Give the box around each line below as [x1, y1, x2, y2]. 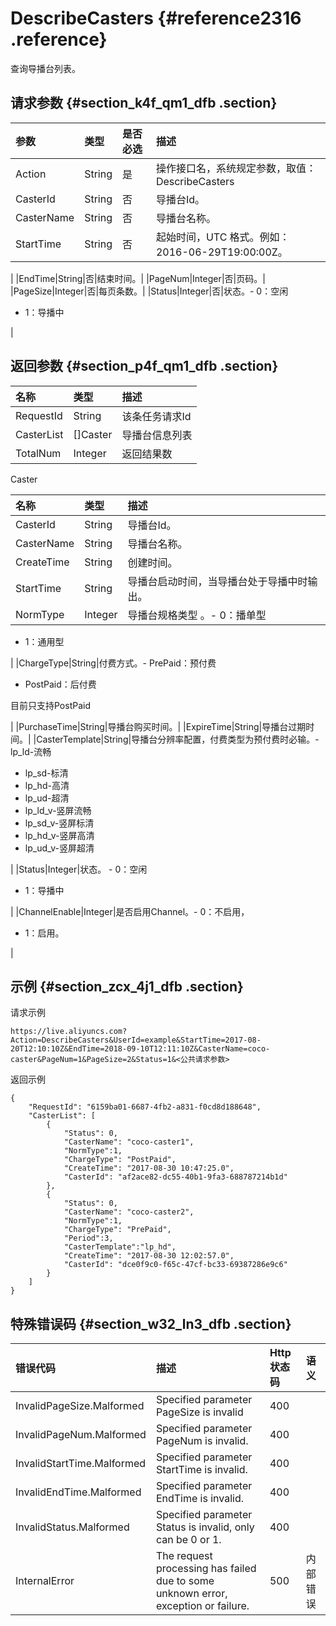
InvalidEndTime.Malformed [15, 1485, 142, 1499]
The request [155, 1549, 213, 1563]
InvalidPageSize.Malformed [15, 1399, 145, 1413]
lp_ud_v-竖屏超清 [24, 842, 95, 854]
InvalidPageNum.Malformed [15, 1428, 147, 1442]
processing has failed [155, 1562, 257, 1576]
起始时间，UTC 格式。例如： [155, 230, 290, 244]
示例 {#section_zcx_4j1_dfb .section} [10, 978, 244, 995]
